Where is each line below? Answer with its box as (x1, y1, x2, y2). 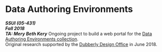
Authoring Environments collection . (5, 36, 78, 42)
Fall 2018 (5, 25, 25, 31)
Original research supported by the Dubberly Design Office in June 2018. (5, 41, 157, 47)
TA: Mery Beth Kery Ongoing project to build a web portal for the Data (5, 30, 152, 36)
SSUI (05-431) (5, 20, 36, 26)
